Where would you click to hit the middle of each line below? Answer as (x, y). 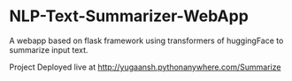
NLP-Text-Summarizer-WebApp (129, 16)
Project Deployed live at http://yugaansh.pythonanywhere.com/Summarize (145, 67)
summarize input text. (49, 49)
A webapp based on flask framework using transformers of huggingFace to (146, 40)
